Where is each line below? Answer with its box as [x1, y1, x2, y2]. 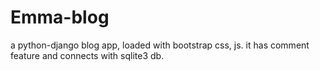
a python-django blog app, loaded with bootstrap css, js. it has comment [10, 39, 310, 51]
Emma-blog [10, 6, 110, 29]
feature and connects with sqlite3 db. [10, 49, 165, 61]
